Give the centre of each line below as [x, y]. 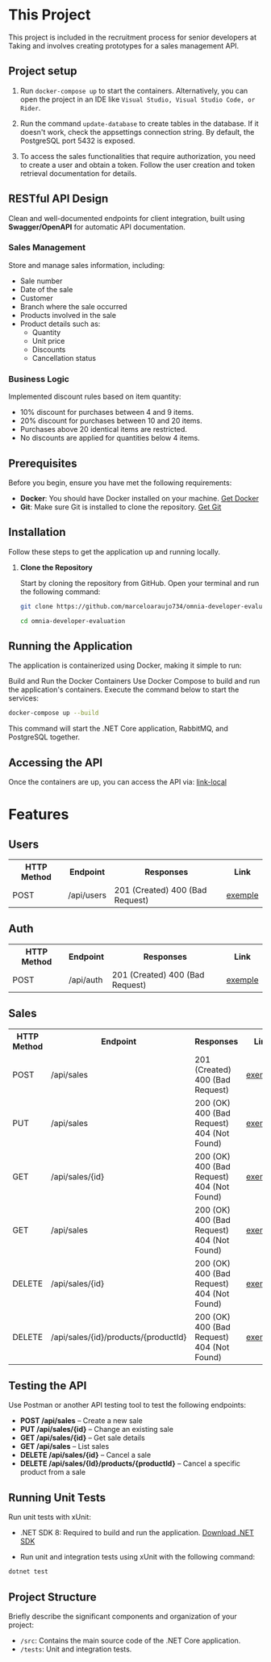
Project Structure [52, 1597]
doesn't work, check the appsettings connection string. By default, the [137, 132]
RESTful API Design [58, 199]
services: [23, 698]
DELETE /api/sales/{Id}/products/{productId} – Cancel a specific [130, 1463]
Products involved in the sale [68, 315]
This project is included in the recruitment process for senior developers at [132, 37]
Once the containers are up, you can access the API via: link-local [118, 782]
